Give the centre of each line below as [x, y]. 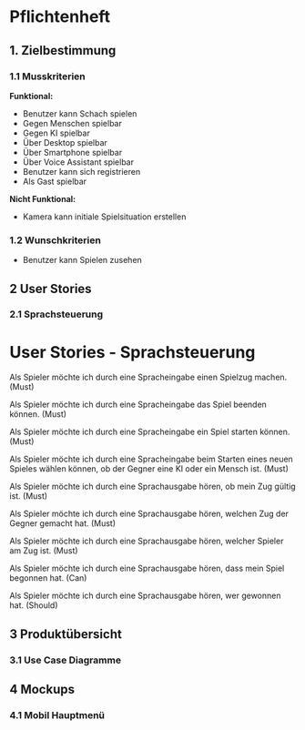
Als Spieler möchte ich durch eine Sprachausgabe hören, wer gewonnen [145, 596]
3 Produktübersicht [66, 634]
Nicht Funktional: [42, 198]
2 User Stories [51, 289]
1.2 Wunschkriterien [56, 240]
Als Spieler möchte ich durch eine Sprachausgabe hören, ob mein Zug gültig [152, 487]
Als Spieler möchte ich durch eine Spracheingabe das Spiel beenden [138, 405]
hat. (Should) [34, 605]
